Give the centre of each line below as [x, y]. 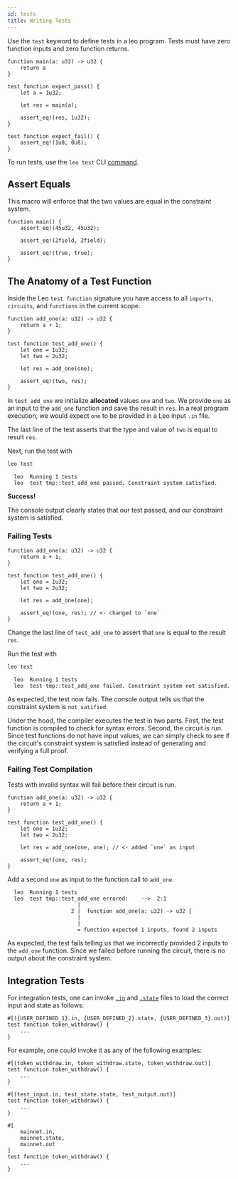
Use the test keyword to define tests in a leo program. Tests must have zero [119, 41]
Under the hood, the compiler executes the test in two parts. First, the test [115, 720]
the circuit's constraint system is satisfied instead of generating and [107, 743]
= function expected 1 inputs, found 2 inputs [147, 930]
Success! [22, 496]
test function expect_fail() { [54, 136]
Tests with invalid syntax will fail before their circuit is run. [92, 785]
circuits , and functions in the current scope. [74, 306]
